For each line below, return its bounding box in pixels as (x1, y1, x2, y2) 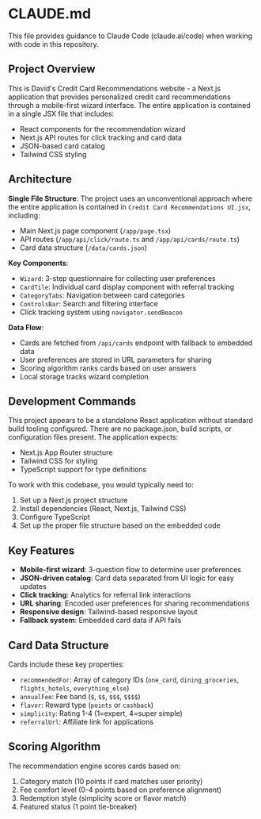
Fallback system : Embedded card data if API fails (19, 616, 182, 625)
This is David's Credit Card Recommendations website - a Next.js (8, 83, 221, 93)
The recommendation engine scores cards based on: (8, 761, 181, 771)
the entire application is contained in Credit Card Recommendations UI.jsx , (8, 202, 252, 211)
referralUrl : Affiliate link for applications (19, 717, 154, 726)
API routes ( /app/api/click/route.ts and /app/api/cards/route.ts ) (19, 234, 240, 244)
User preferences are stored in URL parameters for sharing (19, 355, 212, 364)
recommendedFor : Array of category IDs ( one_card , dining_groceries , (19, 675, 240, 684)
